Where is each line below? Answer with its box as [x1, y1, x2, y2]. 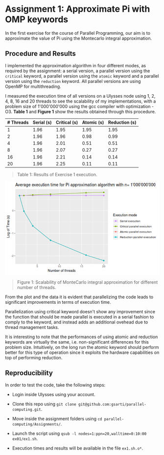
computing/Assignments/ [12, 422, 61, 427]
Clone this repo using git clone [12, 401, 77, 407]
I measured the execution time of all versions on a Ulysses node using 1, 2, [5, 93, 156, 99]
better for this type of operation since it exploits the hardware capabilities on [5, 349, 160, 355]
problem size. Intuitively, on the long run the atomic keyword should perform [5, 344, 159, 350]
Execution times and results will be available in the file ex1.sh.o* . [12, 445, 143, 451]
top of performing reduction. [5, 354, 63, 360]
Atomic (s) [82, 119, 104, 126]
